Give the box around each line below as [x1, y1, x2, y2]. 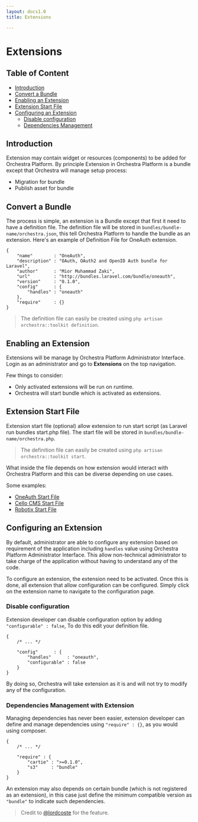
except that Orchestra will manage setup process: [6, 167, 128, 174]
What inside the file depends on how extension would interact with [6, 464, 168, 471]
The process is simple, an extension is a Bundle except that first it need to [6, 217, 186, 225]
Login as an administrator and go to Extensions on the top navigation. [6, 360, 176, 367]
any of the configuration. [6, 686, 67, 693]
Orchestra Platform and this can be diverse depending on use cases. [6, 470, 173, 477]
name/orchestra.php [6, 436, 54, 442]
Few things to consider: [6, 372, 63, 379]
